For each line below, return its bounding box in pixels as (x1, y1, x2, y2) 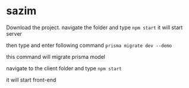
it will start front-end (6, 76, 56, 83)
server (6, 30, 23, 37)
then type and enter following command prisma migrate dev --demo (6, 42, 172, 49)
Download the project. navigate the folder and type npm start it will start (6, 24, 183, 31)
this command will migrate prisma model (6, 53, 106, 60)
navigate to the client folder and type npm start (6, 64, 122, 72)
